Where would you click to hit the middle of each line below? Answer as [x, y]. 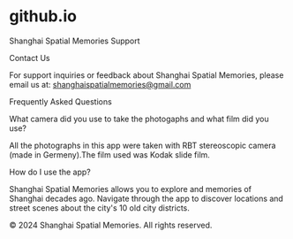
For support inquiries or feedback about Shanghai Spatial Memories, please [146, 75]
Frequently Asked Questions [60, 101]
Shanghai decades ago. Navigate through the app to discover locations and [146, 198]
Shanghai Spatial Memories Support [75, 41]
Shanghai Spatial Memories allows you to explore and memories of [131, 189]
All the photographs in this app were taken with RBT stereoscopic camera [143, 145]
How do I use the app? [50, 172]
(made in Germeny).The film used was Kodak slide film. [109, 154]
